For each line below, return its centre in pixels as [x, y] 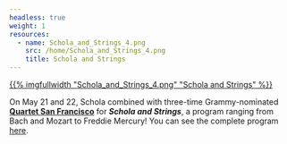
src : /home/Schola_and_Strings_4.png [96, 51]
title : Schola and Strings [76, 59]
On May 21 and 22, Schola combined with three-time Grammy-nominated [144, 102]
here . [19, 130]
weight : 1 [28, 26]
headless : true [38, 17]
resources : [30, 34]
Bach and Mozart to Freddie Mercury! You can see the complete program [144, 121]
